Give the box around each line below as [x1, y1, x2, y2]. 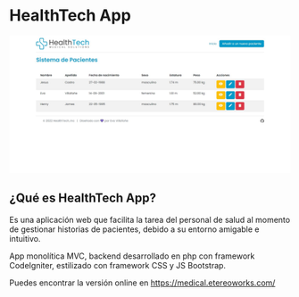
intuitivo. [9, 233, 41, 243]
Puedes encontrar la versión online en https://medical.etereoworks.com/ [9, 277, 276, 288]
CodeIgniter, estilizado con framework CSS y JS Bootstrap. [9, 260, 226, 270]
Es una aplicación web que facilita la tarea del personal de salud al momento [9, 214, 291, 225]
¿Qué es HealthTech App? [9, 191, 156, 206]
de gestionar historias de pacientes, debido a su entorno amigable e [9, 224, 260, 235]
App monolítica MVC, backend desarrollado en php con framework [9, 251, 255, 261]
